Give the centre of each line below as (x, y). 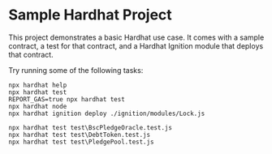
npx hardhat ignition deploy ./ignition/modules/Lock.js (107, 113)
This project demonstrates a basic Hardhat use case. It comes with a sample (136, 37)
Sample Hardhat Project (90, 15)
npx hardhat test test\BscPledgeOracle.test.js (91, 127)
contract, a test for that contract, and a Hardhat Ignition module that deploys (136, 45)
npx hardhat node (38, 106)
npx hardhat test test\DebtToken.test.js (80, 135)
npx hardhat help (38, 85)
